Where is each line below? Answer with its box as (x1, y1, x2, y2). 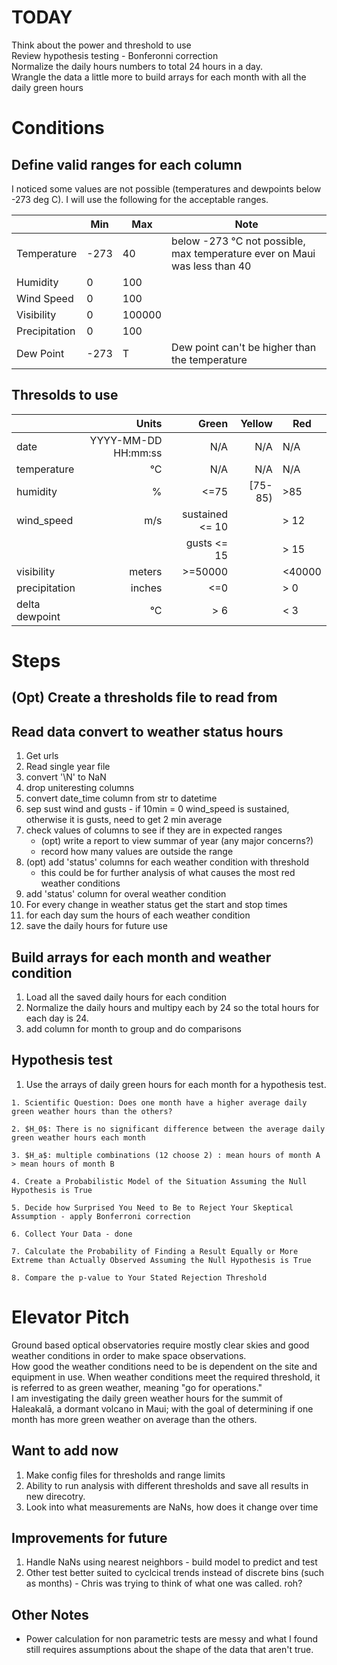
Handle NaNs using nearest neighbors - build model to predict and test (25, 1556, 318, 1568)
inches (130, 581, 163, 595)
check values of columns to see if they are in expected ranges (25, 824, 283, 836)
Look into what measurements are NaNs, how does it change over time (25, 1501, 319, 1513)
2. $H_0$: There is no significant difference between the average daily (11, 1124, 326, 1134)
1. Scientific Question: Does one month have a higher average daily (11, 1097, 308, 1108)
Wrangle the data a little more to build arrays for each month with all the (11, 71, 307, 83)
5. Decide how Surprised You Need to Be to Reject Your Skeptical (11, 1202, 294, 1213)
